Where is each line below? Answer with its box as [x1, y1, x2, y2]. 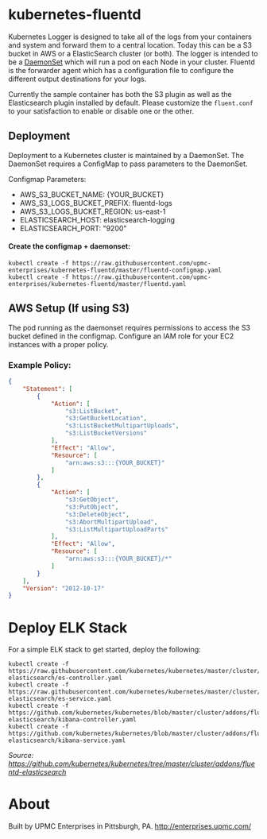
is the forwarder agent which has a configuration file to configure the [8, 65, 234, 75]
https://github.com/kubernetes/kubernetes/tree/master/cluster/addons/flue [8, 759, 256, 768]
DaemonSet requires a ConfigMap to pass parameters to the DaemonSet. [8, 159, 248, 168]
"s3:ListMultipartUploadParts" [64, 525, 169, 533]
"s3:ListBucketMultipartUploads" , [64, 422, 180, 430]
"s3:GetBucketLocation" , [64, 415, 148, 423]
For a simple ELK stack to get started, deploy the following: [8, 645, 201, 655]
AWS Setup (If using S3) [8, 302, 130, 315]
